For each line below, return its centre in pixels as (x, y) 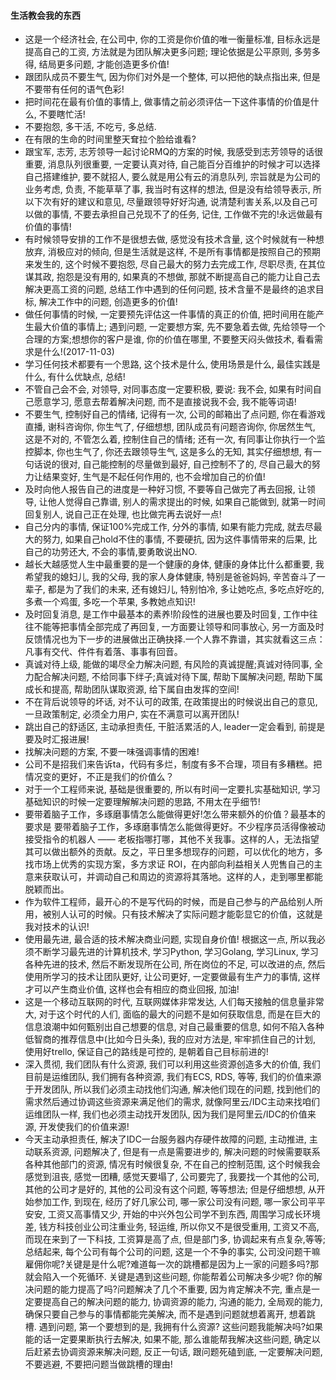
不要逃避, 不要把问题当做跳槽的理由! (98, 1364)
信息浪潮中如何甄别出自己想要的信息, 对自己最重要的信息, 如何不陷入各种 (174, 1027)
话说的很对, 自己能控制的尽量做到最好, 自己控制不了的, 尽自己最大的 (172, 464)
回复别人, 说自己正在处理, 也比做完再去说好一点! (123, 514)
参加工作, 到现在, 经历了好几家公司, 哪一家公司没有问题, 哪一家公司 (170, 1202)
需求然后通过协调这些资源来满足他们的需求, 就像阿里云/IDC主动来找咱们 (172, 1102)
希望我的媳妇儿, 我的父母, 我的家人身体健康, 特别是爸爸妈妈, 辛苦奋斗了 (170, 577)
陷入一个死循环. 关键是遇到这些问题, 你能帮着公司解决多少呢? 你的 (178, 1277)
